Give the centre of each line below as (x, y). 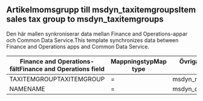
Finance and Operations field (62, 69)
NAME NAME (27, 88)
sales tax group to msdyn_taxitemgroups (85, 20)
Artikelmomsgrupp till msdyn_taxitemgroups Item (101, 10)
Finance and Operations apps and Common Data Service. (78, 46)
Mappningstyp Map (139, 61)
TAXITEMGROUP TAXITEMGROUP (57, 79)
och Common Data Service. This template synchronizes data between (92, 40)
